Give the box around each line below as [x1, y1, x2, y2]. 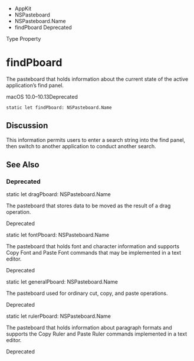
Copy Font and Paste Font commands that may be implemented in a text [6, 249, 182, 256]
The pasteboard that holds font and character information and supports [6, 243, 180, 250]
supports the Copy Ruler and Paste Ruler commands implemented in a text [6, 330, 188, 337]
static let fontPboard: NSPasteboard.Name [6, 232, 110, 239]
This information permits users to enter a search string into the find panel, [6, 136, 186, 144]
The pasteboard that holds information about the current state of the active [6, 75, 189, 82]
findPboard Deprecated [14, 24, 72, 31]
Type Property [6, 35, 41, 42]
